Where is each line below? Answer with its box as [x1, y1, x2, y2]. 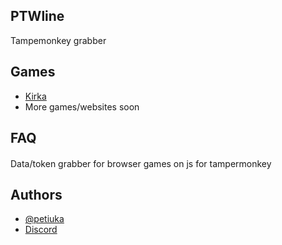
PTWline [10, 8, 65, 25]
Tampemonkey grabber [10, 34, 107, 46]
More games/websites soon [24, 100, 140, 113]
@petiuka [24, 213, 65, 225]
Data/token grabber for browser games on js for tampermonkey [10, 157, 272, 169]
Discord [24, 224, 58, 236]
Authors [10, 187, 63, 203]
